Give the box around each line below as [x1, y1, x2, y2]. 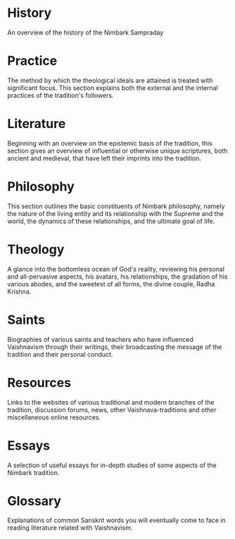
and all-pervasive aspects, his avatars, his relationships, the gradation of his [7, 272, 228, 281]
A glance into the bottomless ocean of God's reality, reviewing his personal [7, 265, 225, 273]
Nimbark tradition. [7, 468, 60, 476]
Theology [7, 241, 65, 258]
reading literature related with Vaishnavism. [7, 524, 133, 532]
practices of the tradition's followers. [7, 91, 114, 99]
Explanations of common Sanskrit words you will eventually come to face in [7, 516, 227, 525]
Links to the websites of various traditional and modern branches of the [7, 398, 215, 406]
